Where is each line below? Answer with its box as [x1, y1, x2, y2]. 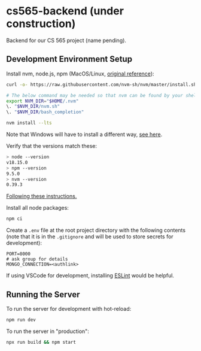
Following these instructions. [6, 193, 77, 200]
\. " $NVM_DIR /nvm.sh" [6, 104, 60, 110]
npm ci [6, 216, 23, 222]
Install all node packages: [6, 204, 69, 211]
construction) [6, 17, 76, 31]
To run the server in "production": [6, 328, 90, 335]
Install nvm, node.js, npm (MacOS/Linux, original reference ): [6, 70, 154, 77]
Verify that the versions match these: [6, 143, 98, 149]
